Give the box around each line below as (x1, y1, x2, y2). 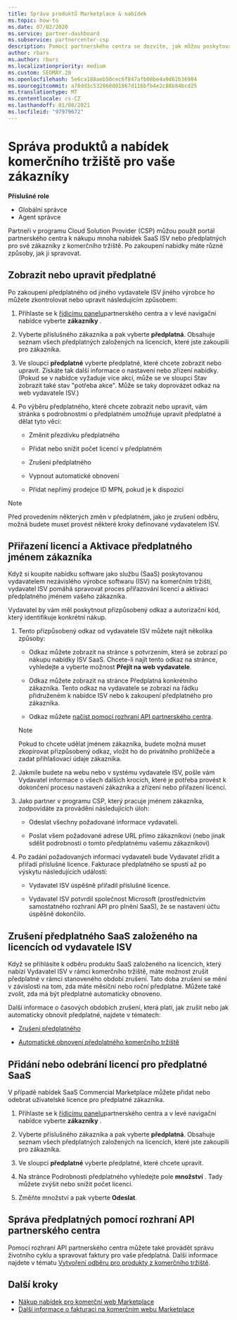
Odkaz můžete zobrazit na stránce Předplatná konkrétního (28, 676, 198, 685)
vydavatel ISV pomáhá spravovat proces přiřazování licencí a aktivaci (8, 585, 209, 593)
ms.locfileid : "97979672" (8, 108, 84, 115)
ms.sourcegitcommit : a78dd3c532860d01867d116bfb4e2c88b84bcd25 (8, 82, 198, 89)
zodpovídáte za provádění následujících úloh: (18, 804, 150, 813)
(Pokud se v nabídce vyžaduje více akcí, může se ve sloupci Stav (18, 373, 207, 382)
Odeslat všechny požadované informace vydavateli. (28, 818, 179, 827)
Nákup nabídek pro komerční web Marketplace (18, 1298, 154, 1306)
